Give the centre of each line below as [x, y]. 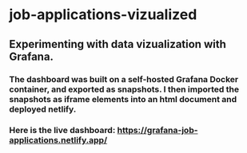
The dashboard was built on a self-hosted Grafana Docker [124, 79]
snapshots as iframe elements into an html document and [123, 99]
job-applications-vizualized [103, 15]
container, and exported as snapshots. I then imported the [124, 89]
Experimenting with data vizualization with [118, 44]
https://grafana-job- [157, 131]
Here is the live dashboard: [62, 131]
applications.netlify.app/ [58, 140]
